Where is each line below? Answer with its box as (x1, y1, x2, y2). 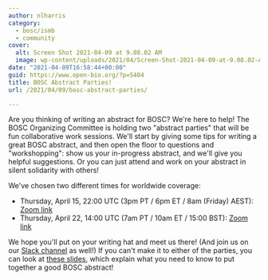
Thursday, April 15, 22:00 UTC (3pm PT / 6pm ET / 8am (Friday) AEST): (19, 196, 254, 206)
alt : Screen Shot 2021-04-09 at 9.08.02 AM (15, 49, 162, 57)
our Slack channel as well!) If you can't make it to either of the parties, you (8, 246, 253, 255)
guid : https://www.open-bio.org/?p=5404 (8, 71, 145, 79)
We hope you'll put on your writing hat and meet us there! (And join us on (8, 237, 249, 247)
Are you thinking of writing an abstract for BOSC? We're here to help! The (8, 115, 250, 124)
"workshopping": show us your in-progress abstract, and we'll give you (8, 148, 242, 158)
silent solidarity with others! (8, 165, 100, 175)
